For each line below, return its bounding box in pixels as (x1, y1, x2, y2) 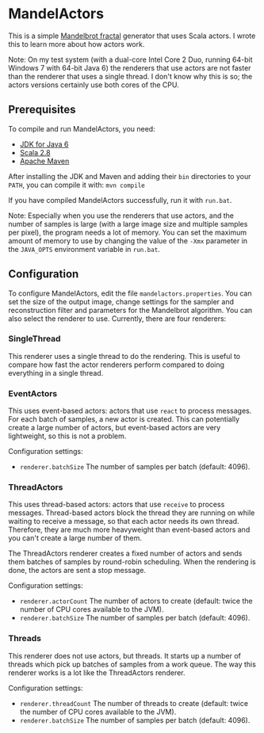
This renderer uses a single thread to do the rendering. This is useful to (8, 351, 240, 361)
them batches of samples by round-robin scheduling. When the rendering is (8, 557, 256, 567)
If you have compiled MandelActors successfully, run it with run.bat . (8, 195, 232, 204)
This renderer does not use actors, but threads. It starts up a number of (8, 651, 242, 660)
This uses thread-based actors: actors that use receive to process (8, 500, 225, 510)
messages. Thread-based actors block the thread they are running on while (8, 508, 255, 517)
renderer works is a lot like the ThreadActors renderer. (8, 667, 186, 678)
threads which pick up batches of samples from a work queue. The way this (8, 659, 256, 669)
